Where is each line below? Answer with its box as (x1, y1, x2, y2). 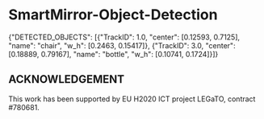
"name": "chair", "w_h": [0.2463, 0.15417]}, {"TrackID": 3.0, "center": (8, 40, 236, 50)
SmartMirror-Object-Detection (8, 6, 218, 24)
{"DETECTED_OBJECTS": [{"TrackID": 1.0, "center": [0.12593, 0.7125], (8, 32, 241, 42)
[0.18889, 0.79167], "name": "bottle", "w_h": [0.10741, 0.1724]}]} (8, 49, 219, 59)
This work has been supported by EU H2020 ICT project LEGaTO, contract (8, 94, 256, 104)
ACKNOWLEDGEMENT (8, 72, 125, 86)
